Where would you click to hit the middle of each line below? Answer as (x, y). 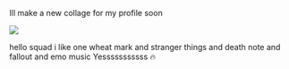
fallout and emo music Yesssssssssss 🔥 (83, 56)
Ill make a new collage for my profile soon (86, 13)
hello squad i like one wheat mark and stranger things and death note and (145, 47)
